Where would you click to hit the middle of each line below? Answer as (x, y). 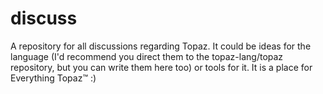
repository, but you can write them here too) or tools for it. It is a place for (161, 67)
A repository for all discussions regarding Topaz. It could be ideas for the (161, 46)
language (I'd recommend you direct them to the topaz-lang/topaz (147, 56)
